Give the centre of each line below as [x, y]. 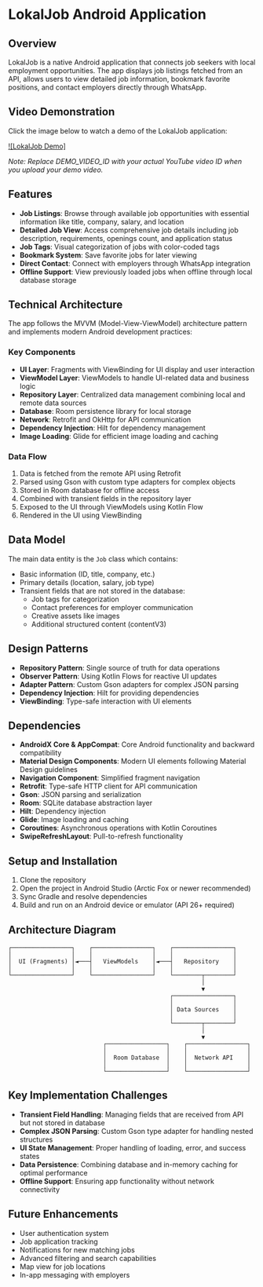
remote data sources [53, 403]
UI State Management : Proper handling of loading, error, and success [133, 1147]
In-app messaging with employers [75, 1274]
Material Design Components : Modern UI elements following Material [133, 761]
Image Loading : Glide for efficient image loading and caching [119, 436]
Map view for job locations [62, 1267]
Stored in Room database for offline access [89, 490]
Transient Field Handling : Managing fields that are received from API [131, 1114]
